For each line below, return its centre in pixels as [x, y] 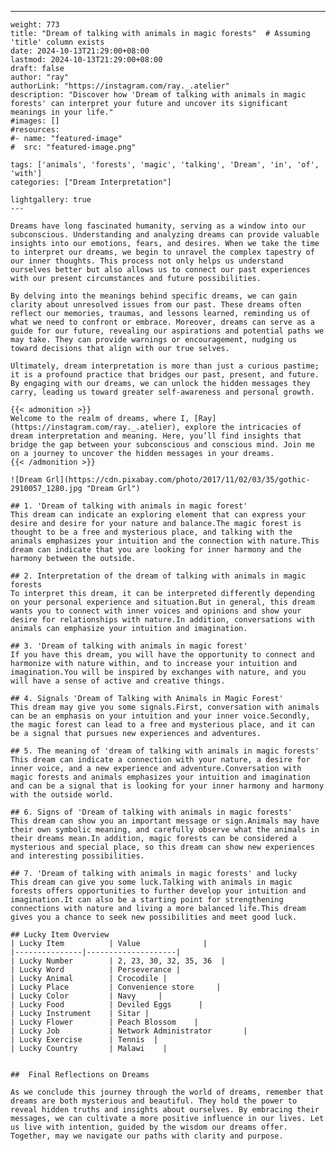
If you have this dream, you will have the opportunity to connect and [162, 655]
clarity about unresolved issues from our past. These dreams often [156, 305]
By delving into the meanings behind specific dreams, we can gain [154, 296]
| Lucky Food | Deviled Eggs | [106, 1005]
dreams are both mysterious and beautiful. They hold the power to [154, 1101]
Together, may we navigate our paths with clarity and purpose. [147, 1136]
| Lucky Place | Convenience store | [116, 987]
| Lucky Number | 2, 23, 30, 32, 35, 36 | [118, 961]
